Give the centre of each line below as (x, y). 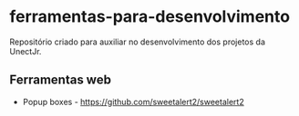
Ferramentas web (61, 80)
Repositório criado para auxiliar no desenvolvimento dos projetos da (138, 42)
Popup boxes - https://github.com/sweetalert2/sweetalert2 (133, 101)
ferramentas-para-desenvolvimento (149, 17)
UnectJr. (26, 51)
